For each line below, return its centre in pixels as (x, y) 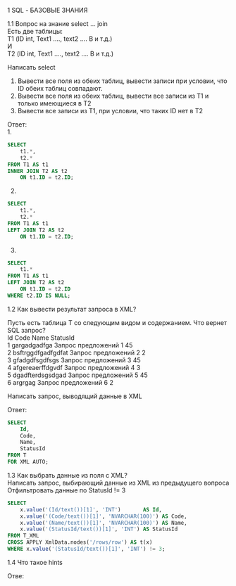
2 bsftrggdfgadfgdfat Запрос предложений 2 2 (76, 352)
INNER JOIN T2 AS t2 (38, 171)
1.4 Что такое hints (35, 562)
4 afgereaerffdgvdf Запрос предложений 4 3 (74, 367)
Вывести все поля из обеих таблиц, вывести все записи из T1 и (113, 96)
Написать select (31, 67)
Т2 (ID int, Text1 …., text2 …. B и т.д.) (61, 53)
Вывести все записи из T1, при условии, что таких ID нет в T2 (110, 111)
